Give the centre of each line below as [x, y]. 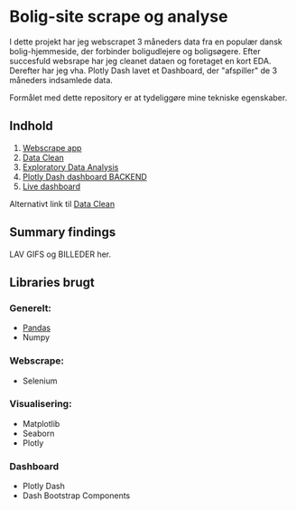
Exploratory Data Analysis [70, 167]
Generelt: [31, 307]
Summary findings [63, 232]
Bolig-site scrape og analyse [119, 17]
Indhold [32, 126]
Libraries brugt [52, 282]
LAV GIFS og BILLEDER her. [60, 254]
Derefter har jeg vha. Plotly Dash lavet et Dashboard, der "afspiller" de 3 [143, 71]
